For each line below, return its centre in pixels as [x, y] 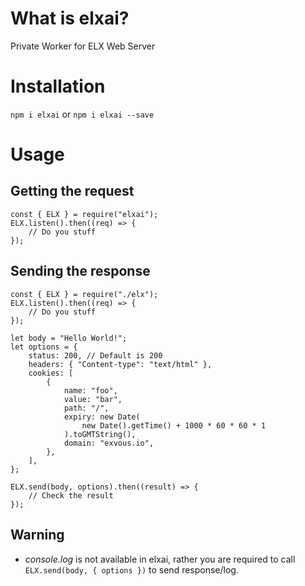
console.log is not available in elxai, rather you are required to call [160, 559]
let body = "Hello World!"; [69, 338]
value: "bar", [93, 399]
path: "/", [86, 408]
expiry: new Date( [102, 417]
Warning [37, 535]
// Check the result [71, 495]
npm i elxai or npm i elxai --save [82, 114]
